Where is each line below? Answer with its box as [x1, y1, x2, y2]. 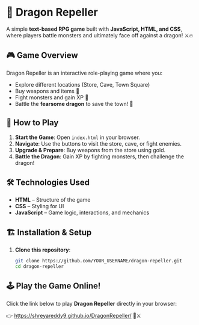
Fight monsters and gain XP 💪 [14, 93, 89, 101]
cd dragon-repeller [14, 264, 64, 270]
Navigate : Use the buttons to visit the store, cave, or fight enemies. [14, 140, 182, 147]
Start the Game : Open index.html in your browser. [14, 134, 140, 141]
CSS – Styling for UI [14, 203, 64, 210]
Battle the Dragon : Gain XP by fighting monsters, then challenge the [14, 153, 185, 160]
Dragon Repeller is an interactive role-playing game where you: [6, 69, 163, 76]
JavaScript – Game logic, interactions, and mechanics [14, 209, 150, 216]
